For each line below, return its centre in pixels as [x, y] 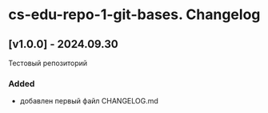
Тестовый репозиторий [48, 63]
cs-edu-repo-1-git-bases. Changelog [134, 15]
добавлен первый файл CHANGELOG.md [89, 101]
